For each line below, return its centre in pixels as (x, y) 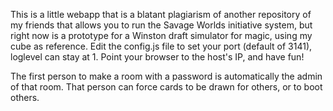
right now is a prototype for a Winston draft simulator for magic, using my (161, 35)
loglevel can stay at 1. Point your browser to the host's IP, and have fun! (157, 57)
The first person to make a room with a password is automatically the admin (166, 76)
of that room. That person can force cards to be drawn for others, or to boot (166, 87)
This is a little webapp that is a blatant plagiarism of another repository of (161, 14)
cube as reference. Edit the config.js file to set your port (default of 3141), (161, 46)
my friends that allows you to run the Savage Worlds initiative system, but (161, 25)
